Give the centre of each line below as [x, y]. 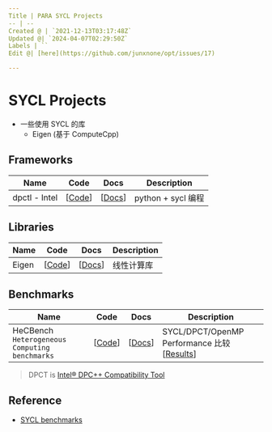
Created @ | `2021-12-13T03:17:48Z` [70, 31]
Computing [31, 348]
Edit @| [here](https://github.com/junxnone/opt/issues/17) [112, 53]
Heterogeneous [40, 340]
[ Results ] [179, 354]
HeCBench [33, 331]
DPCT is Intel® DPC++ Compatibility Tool [96, 375]
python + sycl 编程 [169, 197]
